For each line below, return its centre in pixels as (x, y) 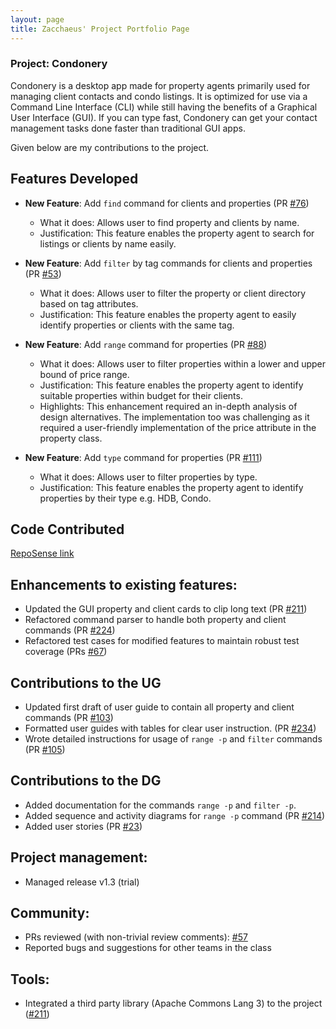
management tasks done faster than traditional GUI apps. (128, 128)
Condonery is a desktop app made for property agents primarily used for (160, 85)
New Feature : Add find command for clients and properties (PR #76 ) (167, 203)
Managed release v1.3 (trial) (82, 882)
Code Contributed (67, 529)
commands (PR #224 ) (70, 630)
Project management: (79, 857)
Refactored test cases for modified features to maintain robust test (162, 641)
